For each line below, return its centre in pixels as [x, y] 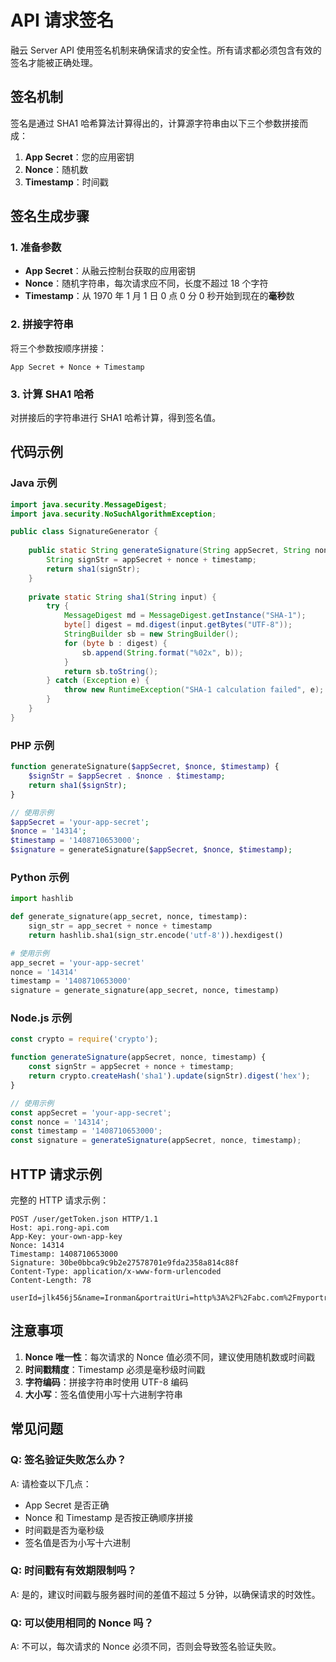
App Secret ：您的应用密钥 [79, 157]
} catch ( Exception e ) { [98, 681]
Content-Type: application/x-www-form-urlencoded [116, 1272]
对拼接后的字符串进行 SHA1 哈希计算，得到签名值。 [116, 418]
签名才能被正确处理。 [54, 62]
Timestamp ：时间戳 [66, 182]
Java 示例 [34, 483]
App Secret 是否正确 [67, 1505]
